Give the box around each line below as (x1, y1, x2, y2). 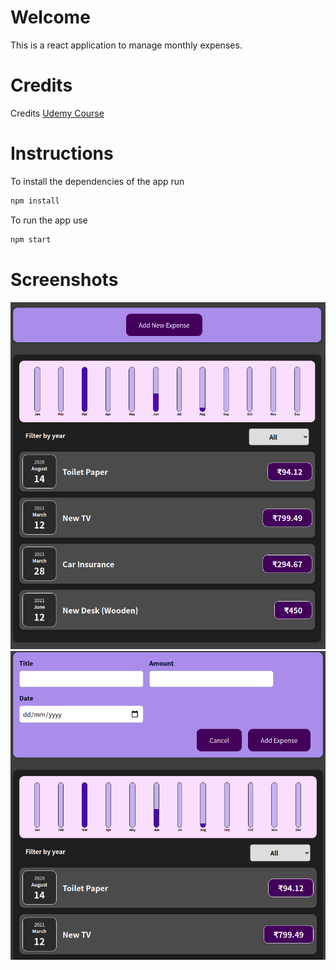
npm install (10, 196, 60, 206)
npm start (10, 234, 52, 245)
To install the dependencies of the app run (10, 175, 185, 187)
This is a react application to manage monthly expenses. (10, 39, 243, 51)
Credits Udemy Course (10, 107, 105, 119)
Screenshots (10, 268, 119, 291)
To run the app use (10, 214, 88, 226)
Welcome (10, 6, 91, 29)
